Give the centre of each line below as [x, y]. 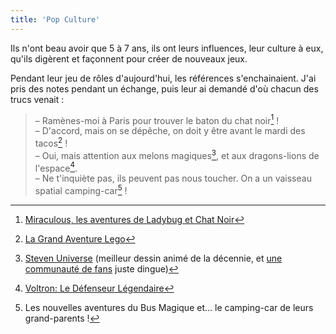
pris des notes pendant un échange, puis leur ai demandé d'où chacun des [164, 88]
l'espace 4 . [56, 167]
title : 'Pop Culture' [55, 19]
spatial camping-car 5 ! [81, 189]
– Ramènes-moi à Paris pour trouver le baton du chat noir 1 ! [157, 119]
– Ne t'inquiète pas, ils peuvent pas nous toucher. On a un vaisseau [173, 178]
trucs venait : [37, 99]
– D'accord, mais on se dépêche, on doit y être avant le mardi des [170, 131]
